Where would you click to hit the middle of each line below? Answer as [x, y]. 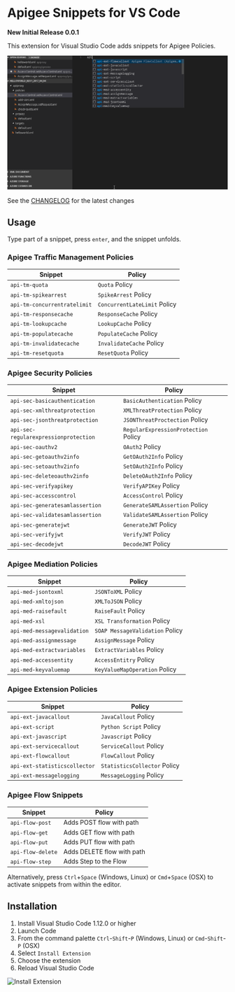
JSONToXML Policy [118, 591]
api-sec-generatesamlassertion [56, 506]
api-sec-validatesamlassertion [56, 516]
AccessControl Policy [153, 495]
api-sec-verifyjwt [37, 534]
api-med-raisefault [38, 611]
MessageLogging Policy [133, 775]
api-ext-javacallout [40, 717]
